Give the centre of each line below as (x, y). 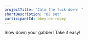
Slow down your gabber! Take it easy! (43, 33)
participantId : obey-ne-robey (35, 19)
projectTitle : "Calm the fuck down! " (44, 10)
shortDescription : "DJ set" (33, 14)
